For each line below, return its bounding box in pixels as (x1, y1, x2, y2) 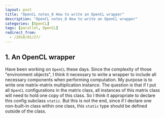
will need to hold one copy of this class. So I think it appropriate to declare (5, 92, 156, 98)
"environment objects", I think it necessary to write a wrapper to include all (5, 71, 157, 77)
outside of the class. (5, 108, 47, 114)
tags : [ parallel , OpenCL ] (5, 26, 58, 31)
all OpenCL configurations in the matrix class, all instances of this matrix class (5, 87, 160, 93)
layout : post (5, 7, 32, 12)
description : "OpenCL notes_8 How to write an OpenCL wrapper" (5, 16, 138, 21)
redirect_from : (5, 30, 36, 35)
